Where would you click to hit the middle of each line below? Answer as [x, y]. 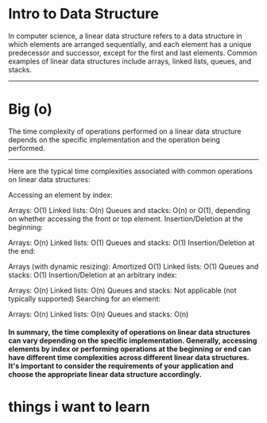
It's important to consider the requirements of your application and [121, 366]
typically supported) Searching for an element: [85, 298]
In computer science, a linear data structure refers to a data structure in [125, 36]
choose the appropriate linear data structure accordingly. [105, 374]
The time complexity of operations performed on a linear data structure [125, 131]
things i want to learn [79, 407]
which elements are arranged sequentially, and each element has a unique [130, 44]
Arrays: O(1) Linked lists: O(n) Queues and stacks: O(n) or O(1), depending [129, 210]
